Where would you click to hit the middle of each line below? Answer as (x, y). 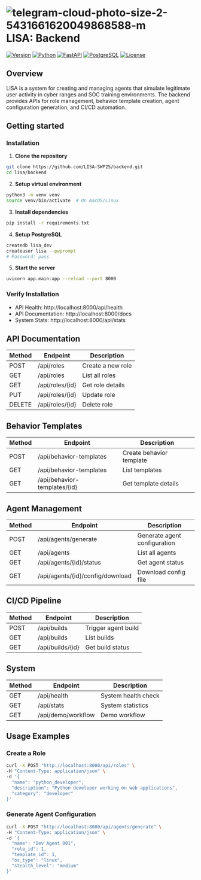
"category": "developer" (42, 793)
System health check (130, 696)
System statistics (124, 705)
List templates (142, 470)
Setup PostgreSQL (38, 234)
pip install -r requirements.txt (48, 223)
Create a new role (107, 366)
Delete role (98, 405)
